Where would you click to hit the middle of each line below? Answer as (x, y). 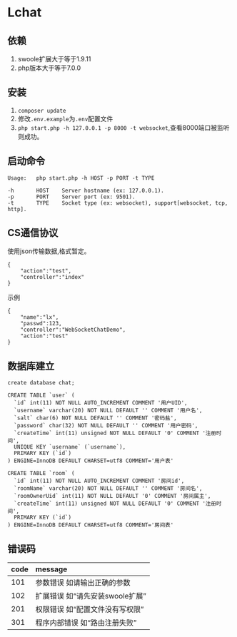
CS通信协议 (33, 233)
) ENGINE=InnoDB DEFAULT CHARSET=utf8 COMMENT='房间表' (91, 525)
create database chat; (41, 383)
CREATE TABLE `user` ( (41, 396)
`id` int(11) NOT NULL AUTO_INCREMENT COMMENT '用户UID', (101, 403)
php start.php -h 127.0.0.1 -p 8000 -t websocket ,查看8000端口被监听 (123, 127)
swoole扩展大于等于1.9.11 (54, 59)
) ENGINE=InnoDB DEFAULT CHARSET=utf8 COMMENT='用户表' (91, 461)
